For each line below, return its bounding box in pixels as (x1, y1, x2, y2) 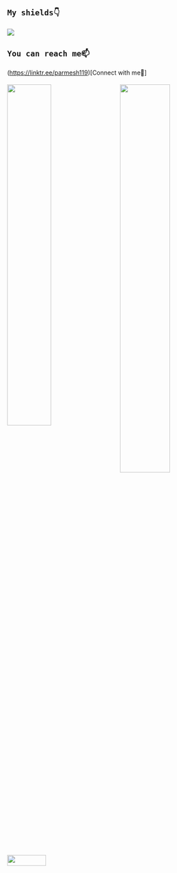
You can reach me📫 (7, 49, 90, 59)
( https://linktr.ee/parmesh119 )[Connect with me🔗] (7, 68, 147, 77)
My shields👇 (7, 8, 60, 18)
